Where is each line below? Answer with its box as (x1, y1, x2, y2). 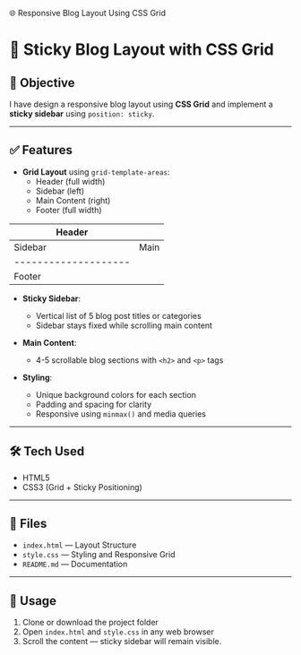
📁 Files (9, 516, 47, 531)
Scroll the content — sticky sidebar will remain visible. (21, 636, 222, 647)
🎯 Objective (9, 75, 75, 90)
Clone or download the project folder (21, 617, 159, 628)
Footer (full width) (35, 204, 102, 215)
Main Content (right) (35, 194, 111, 205)
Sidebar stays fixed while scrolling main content (35, 320, 213, 331)
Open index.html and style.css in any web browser (21, 626, 215, 637)
